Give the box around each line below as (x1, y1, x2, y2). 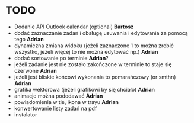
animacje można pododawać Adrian (14, 92, 103, 99)
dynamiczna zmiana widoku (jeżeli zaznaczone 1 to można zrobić (14, 42, 174, 49)
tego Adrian (14, 35, 44, 43)
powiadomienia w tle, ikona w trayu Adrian (14, 98, 119, 105)
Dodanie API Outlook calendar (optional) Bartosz (14, 23, 134, 30)
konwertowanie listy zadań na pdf (14, 105, 97, 112)
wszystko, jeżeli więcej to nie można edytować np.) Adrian (14, 48, 158, 55)
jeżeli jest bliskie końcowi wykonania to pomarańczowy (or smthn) (14, 73, 176, 80)
